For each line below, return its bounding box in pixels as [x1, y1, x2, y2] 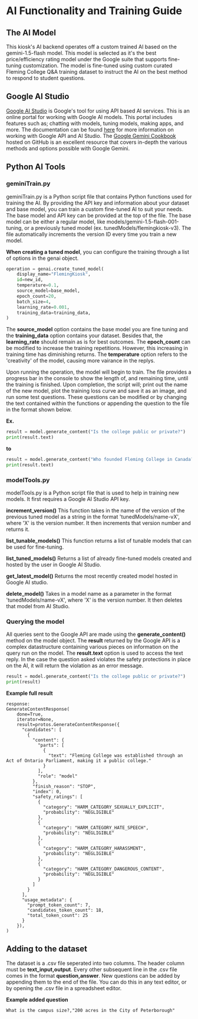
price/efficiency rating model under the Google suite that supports [6, 56, 167, 62]
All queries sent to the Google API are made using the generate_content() [6, 631, 186, 638]
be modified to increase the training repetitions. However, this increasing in [6, 345, 189, 352]
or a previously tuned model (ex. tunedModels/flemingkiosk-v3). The [24, 224, 192, 231]
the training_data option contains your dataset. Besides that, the [6, 332, 163, 339]
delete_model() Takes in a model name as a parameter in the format [6, 591, 172, 598]
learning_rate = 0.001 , [16, 304, 70, 310]
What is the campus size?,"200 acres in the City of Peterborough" [6, 1007, 176, 1013]
